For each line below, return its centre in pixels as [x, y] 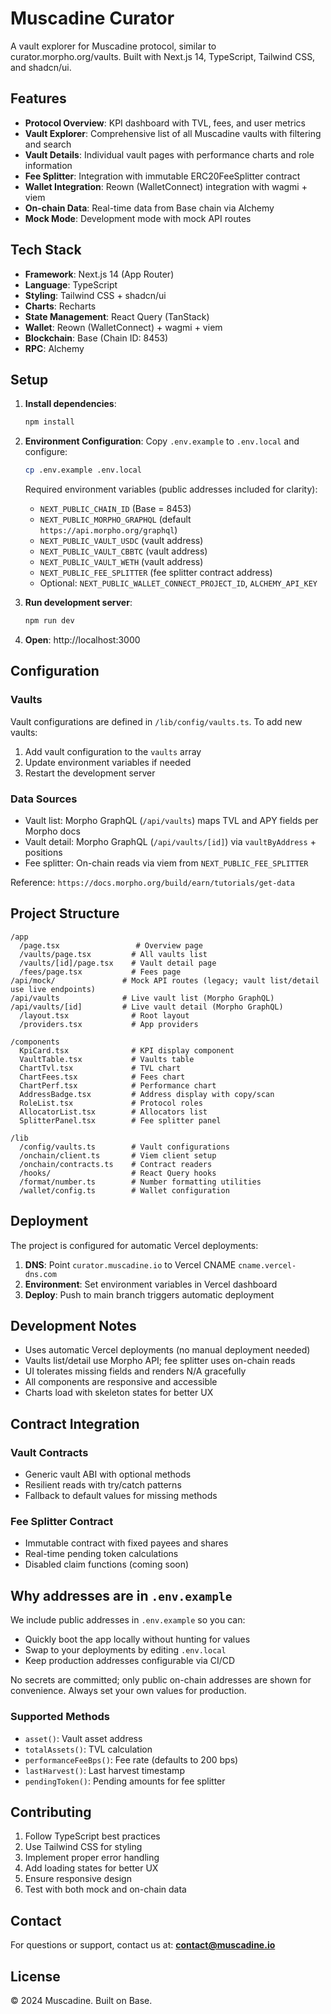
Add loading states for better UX [91, 1868]
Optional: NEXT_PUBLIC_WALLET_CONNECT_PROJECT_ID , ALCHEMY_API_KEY [178, 583]
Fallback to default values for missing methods [121, 1496]
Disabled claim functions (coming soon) [107, 1564]
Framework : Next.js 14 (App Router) [99, 274]
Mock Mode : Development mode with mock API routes [138, 218]
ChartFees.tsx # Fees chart [102, 1077]
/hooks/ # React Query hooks [118, 1173]
